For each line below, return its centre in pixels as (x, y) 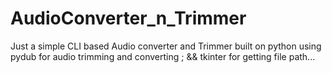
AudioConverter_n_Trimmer (128, 18)
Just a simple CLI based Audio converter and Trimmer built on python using (166, 46)
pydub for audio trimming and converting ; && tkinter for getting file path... (163, 56)
